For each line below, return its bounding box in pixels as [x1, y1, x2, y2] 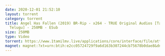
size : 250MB [5, 30, 29, 35]
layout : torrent [5, 12, 38, 17]
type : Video [5, 35, 29, 39]
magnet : [5, 43, 21, 48]
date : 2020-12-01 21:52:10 [5, 7, 60, 12]
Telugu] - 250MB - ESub [9, 25, 58, 30]
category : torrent [5, 16, 43, 21]
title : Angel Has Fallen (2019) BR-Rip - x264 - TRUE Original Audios [5, 20, 153, 26]
